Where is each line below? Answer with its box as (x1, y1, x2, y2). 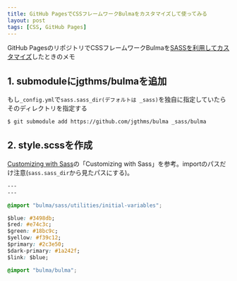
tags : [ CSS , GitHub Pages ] (7, 23, 87, 30)
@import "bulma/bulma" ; (7, 266, 78, 274)
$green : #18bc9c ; (7, 227, 59, 235)
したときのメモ (31, 52, 75, 61)
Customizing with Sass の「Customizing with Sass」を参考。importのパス (7, 160, 220, 168)
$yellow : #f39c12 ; (7, 234, 61, 241)
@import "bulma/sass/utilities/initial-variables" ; (7, 202, 162, 209)
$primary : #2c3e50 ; (7, 241, 65, 248)
